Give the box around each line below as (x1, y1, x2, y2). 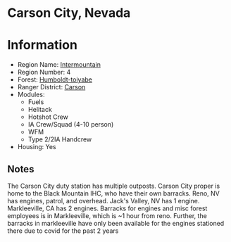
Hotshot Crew (27, 113, 69, 121)
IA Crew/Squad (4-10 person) (27, 120, 114, 129)
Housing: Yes (17, 143, 56, 151)
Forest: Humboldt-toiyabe (17, 75, 93, 84)
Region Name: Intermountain (17, 60, 101, 69)
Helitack (27, 106, 53, 114)
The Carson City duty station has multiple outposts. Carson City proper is (7, 181, 220, 190)
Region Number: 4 (17, 68, 71, 77)
